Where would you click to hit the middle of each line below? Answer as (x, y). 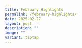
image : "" (15, 33)
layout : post (19, 24)
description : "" (22, 28)
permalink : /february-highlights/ (41, 14)
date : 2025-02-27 (23, 19)
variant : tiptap (22, 38)
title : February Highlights (34, 10)
